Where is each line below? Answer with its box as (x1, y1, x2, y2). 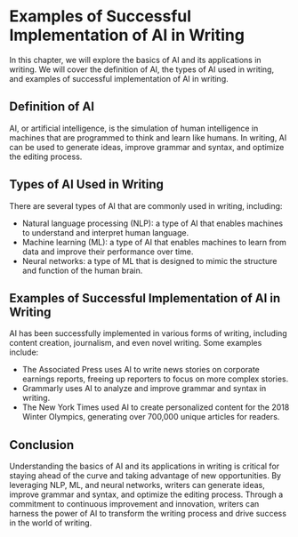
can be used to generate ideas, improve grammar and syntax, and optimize (9, 141, 285, 152)
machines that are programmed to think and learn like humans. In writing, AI (9, 132, 287, 143)
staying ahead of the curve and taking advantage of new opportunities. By (9, 470, 282, 481)
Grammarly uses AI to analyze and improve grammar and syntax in (21, 383, 267, 394)
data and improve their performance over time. (21, 246, 194, 257)
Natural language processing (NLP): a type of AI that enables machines (21, 218, 283, 228)
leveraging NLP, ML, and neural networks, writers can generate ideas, (9, 480, 265, 491)
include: (9, 347, 39, 357)
